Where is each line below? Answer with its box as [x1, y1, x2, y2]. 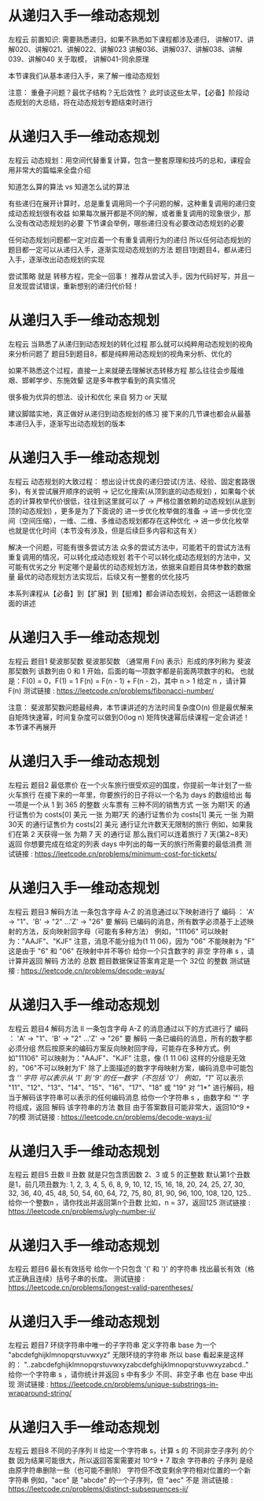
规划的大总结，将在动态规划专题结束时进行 [14, 97, 153, 107]
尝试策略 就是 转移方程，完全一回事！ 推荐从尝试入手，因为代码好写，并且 [8, 271, 248, 281]
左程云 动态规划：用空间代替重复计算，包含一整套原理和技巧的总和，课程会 [8, 155, 251, 165]
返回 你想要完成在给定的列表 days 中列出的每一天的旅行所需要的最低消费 [8, 839, 244, 849]
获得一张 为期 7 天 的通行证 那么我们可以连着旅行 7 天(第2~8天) [43, 829, 249, 839]
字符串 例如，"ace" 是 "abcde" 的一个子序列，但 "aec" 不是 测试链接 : [8, 1475, 233, 1485]
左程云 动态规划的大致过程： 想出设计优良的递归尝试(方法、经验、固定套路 [8, 476, 249, 486]
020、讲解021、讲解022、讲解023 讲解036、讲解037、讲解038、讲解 [14, 44, 243, 53]
